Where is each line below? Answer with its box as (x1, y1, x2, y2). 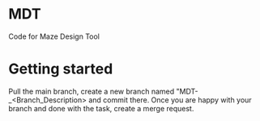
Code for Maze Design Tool (8, 31, 100, 41)
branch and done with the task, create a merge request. (8, 103, 194, 113)
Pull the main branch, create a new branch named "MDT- (8, 86, 198, 96)
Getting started (8, 60, 113, 78)
